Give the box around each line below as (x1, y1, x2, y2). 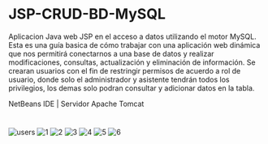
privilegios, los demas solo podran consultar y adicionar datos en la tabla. (8, 83, 255, 93)
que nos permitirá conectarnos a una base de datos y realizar (8, 49, 214, 58)
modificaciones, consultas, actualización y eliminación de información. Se (8, 57, 256, 67)
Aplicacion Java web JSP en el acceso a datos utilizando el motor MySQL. (8, 32, 257, 41)
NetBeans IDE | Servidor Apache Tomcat (8, 99, 145, 108)
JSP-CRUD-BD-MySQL (8, 5, 166, 23)
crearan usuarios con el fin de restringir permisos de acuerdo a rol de (8, 66, 241, 75)
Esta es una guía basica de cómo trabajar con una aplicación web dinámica (8, 40, 261, 49)
